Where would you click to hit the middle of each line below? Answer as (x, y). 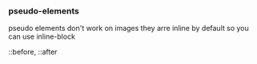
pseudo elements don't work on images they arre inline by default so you (129, 28)
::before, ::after (33, 52)
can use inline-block (42, 36)
